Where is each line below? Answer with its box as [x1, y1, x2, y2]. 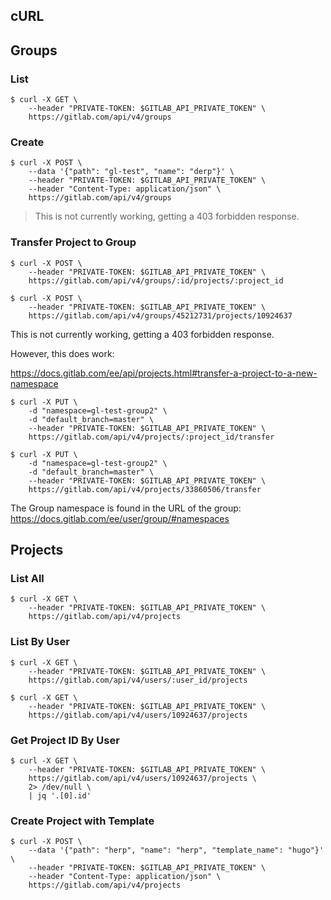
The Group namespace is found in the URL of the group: [10, 502, 242, 514]
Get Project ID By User [10, 733, 120, 747]
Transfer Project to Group [10, 235, 137, 249]
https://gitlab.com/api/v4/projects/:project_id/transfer [28, 432, 275, 442]
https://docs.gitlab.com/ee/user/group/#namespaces [10, 512, 230, 524]
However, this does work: [10, 347, 115, 359]
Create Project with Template [10, 814, 155, 828]
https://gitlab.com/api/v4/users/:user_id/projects [28, 675, 248, 685]
